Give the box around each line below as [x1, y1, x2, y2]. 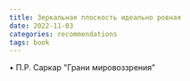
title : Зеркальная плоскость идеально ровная [9, 12, 181, 22]
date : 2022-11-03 [9, 21, 74, 30]
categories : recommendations [9, 29, 118, 38]
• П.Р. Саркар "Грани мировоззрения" [9, 62, 156, 73]
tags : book [9, 37, 50, 47]
